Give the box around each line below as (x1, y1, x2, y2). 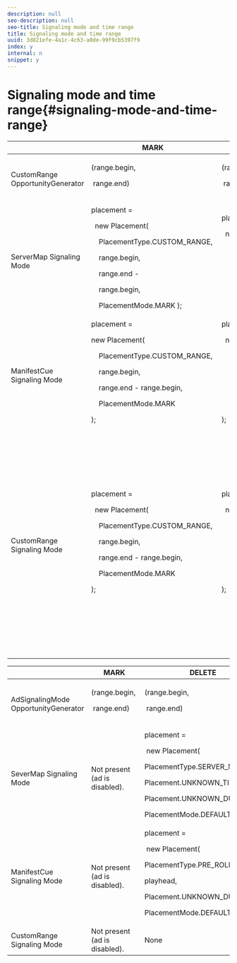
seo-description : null (7, 17, 74, 24)
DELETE (189, 667, 217, 677)
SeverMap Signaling (11, 768, 78, 778)
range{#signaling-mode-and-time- (7, 102, 218, 117)
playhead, (144, 875, 178, 885)
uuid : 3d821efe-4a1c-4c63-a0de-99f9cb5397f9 (7, 37, 140, 44)
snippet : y (7, 57, 39, 64)
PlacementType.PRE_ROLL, (144, 860, 235, 870)
